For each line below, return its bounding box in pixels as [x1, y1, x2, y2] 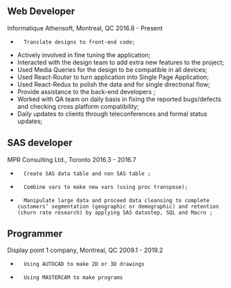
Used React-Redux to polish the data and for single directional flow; [17, 80, 210, 89]
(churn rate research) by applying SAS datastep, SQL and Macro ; [17, 209, 213, 216]
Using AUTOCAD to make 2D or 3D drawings [24, 261, 145, 268]
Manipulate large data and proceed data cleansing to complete [24, 197, 210, 204]
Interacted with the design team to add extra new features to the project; [17, 58, 225, 66]
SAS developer [7, 137, 73, 149]
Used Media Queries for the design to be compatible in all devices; [17, 65, 207, 73]
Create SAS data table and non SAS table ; [24, 170, 151, 177]
